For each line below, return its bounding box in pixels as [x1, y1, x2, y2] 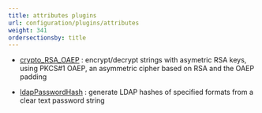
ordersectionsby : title [8, 33, 87, 42]
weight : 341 [8, 26, 47, 34]
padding [19, 72, 47, 81]
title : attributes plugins [8, 11, 97, 20]
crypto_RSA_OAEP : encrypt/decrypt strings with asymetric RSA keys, [19, 55, 247, 65]
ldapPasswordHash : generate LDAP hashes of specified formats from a [19, 88, 254, 97]
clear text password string [19, 96, 105, 105]
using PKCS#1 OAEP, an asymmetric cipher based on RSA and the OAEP [19, 64, 255, 73]
